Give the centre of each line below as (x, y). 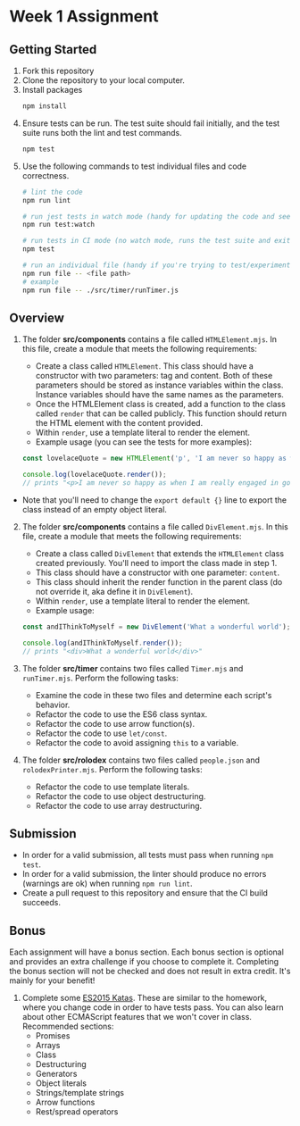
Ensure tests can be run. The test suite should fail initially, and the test (151, 123)
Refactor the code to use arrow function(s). (115, 723)
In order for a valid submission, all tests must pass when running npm (148, 855)
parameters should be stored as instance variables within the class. (159, 385)
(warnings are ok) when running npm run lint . (108, 884)
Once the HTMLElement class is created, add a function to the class (160, 405)
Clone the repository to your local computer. (104, 80)
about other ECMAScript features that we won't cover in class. (137, 1017)
